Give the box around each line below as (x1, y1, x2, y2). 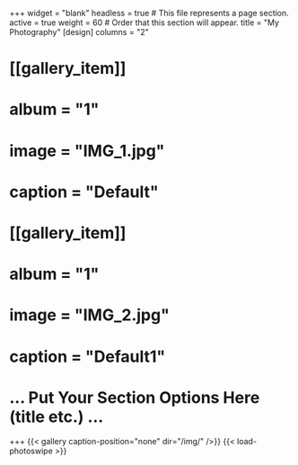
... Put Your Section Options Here (9, 387, 260, 407)
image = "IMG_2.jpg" (9, 305, 171, 326)
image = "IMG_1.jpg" (9, 140, 165, 161)
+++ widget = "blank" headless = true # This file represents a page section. (9, 8, 289, 18)
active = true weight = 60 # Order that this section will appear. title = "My (9, 17, 280, 28)
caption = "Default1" (9, 346, 166, 367)
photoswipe (9, 445, 54, 457)
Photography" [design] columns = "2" (9, 27, 150, 37)
